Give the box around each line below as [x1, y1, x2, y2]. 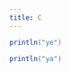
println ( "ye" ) [9, 38, 63, 47]
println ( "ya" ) [9, 54, 63, 63]
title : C [9, 13, 42, 22]
